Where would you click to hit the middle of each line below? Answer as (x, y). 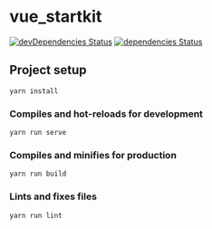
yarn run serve (38, 133)
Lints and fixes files (53, 196)
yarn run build (38, 174)
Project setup (48, 70)
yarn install (34, 91)
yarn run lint (36, 215)
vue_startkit (56, 17)
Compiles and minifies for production (93, 155)
